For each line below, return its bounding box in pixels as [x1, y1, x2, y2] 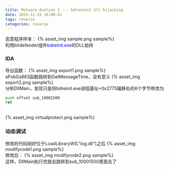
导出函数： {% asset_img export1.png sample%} [5, 67, 106, 73]
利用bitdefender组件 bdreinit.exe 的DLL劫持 [5, 42, 94, 48]
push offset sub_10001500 [5, 95, 60, 100]
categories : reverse [5, 21, 49, 27]
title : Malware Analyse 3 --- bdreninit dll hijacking [5, 7, 123, 13]
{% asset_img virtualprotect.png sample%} [5, 115, 95, 121]
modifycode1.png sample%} [5, 146, 64, 152]
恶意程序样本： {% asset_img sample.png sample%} [5, 36, 115, 42]
